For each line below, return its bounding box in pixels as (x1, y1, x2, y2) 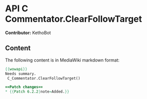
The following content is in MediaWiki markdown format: (5, 57, 120, 63)
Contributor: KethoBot (5, 30, 51, 35)
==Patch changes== (5, 85, 43, 90)
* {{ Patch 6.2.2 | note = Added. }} (5, 89, 70, 94)
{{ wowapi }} (5, 66, 28, 71)
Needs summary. (5, 71, 37, 76)
